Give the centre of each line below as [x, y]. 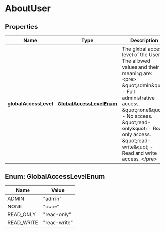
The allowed [136, 61]
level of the [135, 55]
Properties [22, 27]
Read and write [139, 153]
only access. [137, 134]
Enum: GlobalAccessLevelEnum [55, 176]
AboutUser [28, 9]
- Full [128, 91]
